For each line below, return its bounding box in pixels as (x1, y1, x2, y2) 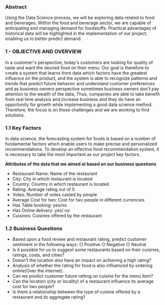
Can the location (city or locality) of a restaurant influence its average (12, 278, 154, 284)
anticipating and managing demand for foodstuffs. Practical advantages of (5, 25, 157, 31)
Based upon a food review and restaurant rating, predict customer (12, 236, 147, 242)
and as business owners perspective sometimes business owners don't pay (5, 86, 160, 92)
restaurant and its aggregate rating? (12, 294, 85, 300)
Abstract (5, 3, 27, 10)
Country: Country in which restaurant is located (12, 181, 109, 187)
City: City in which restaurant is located (12, 176, 93, 182)
